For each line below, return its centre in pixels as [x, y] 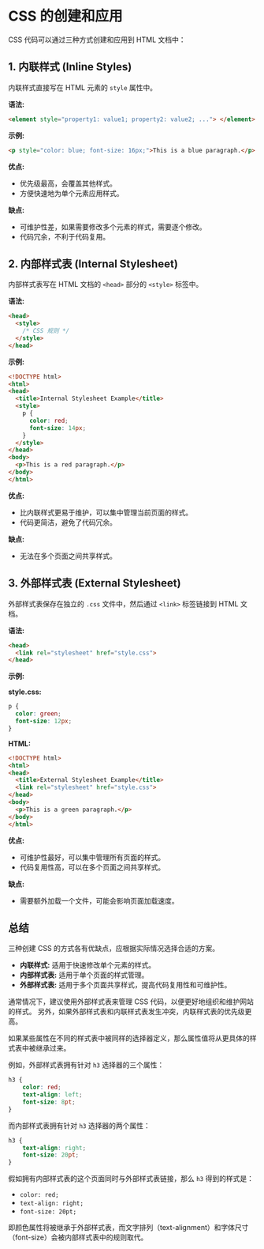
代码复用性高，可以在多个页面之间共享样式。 [92, 867]
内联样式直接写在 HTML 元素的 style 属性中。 [83, 87]
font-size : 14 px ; [58, 428]
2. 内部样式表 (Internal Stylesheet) [93, 264]
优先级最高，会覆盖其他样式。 [68, 183]
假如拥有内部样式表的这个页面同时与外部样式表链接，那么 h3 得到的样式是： [131, 1179]
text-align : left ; [52, 1095]
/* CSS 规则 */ [46, 331]
